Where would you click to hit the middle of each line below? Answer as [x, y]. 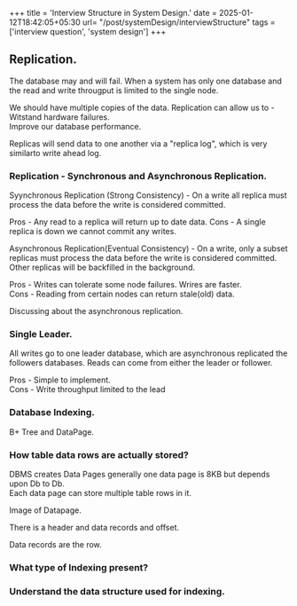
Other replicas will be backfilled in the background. [102, 268]
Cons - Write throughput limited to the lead [87, 390]
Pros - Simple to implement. [60, 380]
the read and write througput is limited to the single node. [114, 90]
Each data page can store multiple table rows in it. [101, 493]
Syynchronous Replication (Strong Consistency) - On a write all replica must [148, 195]
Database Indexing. [52, 413]
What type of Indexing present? [79, 567]
